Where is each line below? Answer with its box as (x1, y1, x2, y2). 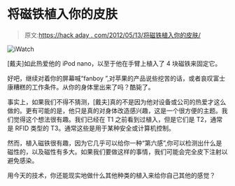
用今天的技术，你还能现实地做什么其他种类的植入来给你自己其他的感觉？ (7, 171, 215, 179)
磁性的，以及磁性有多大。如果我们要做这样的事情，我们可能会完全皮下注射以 (7, 148, 228, 156)
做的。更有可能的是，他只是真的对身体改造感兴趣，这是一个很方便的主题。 (7, 106, 222, 115)
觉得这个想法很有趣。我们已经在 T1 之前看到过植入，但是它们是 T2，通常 (13, 115, 223, 123)
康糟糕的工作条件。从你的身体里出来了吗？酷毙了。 (7, 83, 155, 91)
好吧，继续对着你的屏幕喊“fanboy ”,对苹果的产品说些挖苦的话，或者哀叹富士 (7, 74, 226, 83)
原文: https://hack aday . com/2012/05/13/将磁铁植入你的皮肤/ (24, 31, 201, 39)
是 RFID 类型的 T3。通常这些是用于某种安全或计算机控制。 (7, 124, 175, 132)
